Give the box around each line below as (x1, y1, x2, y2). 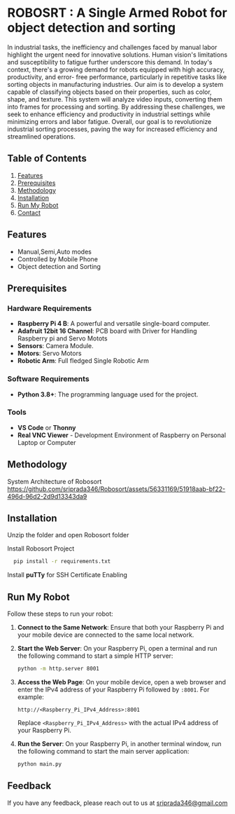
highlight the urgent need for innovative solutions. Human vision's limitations (7, 50, 228, 59)
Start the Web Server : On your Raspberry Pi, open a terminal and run (17, 644, 218, 653)
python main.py (17, 761, 62, 768)
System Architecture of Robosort (7, 477, 102, 485)
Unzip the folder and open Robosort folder (7, 531, 129, 539)
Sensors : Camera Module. (17, 342, 94, 350)
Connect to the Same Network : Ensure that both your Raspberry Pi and (17, 623, 225, 632)
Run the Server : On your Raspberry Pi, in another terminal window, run (17, 740, 222, 748)
